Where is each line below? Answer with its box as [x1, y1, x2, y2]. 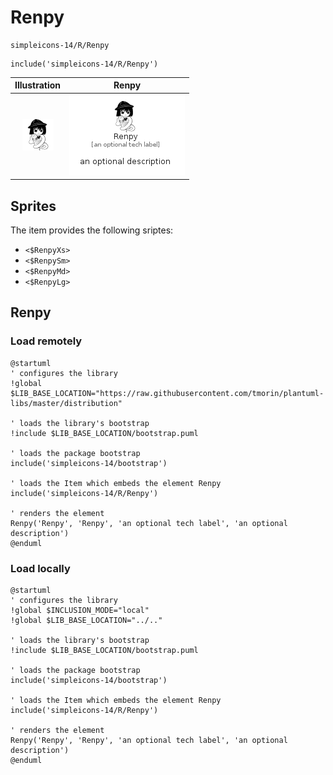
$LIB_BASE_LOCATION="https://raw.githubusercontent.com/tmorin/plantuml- [10, 388, 325, 398]
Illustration [14, 79, 62, 91]
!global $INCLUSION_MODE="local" [10, 605, 150, 615]
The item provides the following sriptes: [10, 224, 174, 236]
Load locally [10, 561, 71, 575]
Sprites [10, 197, 57, 215]
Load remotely [10, 334, 83, 348]
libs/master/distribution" [10, 398, 123, 408]
